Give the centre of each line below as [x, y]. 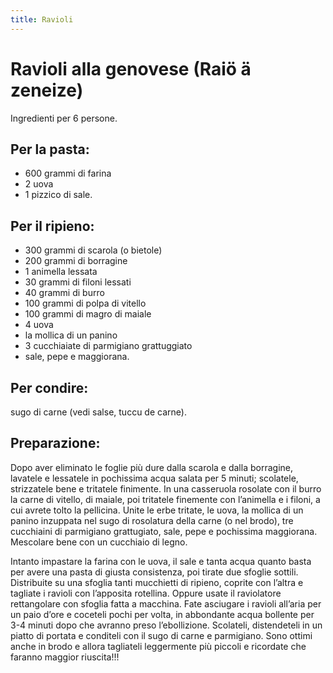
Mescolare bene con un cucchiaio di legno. [99, 542]
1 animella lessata [61, 272]
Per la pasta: [50, 149]
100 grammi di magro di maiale [88, 314]
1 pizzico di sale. [58, 195]
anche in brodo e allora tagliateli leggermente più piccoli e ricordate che [158, 646]
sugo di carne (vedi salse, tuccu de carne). [98, 412]
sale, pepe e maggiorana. [77, 357]
